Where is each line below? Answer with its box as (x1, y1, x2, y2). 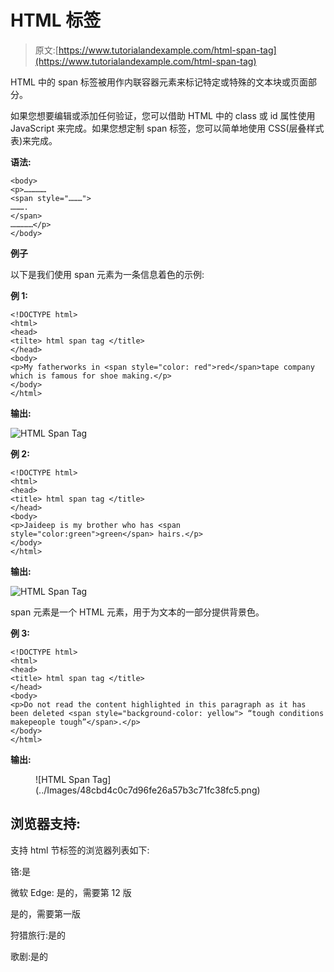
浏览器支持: (10, 816, 82, 833)
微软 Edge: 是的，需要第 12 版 (10, 886, 132, 898)
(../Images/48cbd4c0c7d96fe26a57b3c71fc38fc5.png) (35, 784, 261, 796)
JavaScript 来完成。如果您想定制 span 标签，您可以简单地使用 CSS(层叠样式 (10, 122, 325, 134)
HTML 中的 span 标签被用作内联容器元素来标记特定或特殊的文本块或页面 (10, 76, 309, 88)
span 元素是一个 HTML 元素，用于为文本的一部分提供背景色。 (10, 606, 265, 618)
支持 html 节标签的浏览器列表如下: (10, 844, 150, 856)
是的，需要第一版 (10, 907, 81, 920)
